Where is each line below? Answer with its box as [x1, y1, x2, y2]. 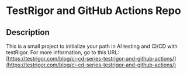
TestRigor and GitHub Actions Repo [6, 4, 181, 17]
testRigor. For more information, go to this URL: [6, 49, 120, 56]
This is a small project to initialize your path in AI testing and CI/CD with [6, 43, 178, 50]
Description [6, 27, 50, 37]
